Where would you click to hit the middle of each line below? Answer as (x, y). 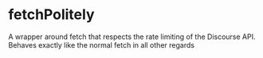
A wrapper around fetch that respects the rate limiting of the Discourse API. (132, 37)
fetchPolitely (51, 15)
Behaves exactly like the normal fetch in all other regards (102, 44)
